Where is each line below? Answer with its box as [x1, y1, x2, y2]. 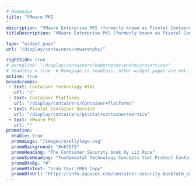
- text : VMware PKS [8, 116, 57, 123]
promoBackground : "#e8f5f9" [11, 144, 80, 150]
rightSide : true [6, 57, 45, 63]
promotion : [6, 128, 33, 133]
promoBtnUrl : [11, 171, 43, 177]
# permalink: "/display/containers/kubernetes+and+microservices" [6, 62, 171, 68]
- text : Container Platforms [8, 95, 80, 101]
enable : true [11, 133, 43, 139]
